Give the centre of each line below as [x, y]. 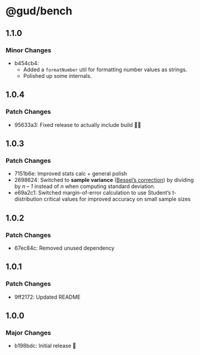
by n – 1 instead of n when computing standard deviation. [85, 186]
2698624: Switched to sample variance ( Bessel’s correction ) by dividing [104, 180]
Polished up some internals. [57, 75]
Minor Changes [28, 50]
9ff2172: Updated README [47, 297]
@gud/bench [39, 11]
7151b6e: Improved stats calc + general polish [71, 174]
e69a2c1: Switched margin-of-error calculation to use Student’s [93, 193]
